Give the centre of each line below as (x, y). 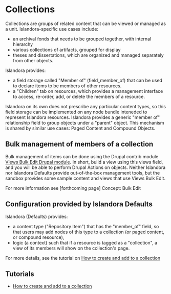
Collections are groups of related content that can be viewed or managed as (86, 23)
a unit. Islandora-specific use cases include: (52, 29)
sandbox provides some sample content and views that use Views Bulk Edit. (85, 178)
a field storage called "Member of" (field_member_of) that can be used (88, 80)
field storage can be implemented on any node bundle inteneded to (76, 112)
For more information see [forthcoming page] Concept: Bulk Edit (73, 188)
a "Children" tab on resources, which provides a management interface (88, 91)
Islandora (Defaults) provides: (37, 216)
